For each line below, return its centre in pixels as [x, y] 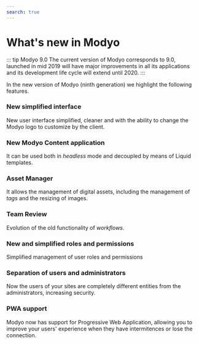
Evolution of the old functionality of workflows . [65, 227]
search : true [23, 12]
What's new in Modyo [63, 42]
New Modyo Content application [56, 143]
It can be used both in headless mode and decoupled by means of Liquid [99, 156]
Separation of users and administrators [66, 273]
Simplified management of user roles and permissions [75, 257]
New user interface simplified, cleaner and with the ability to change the [97, 120]
